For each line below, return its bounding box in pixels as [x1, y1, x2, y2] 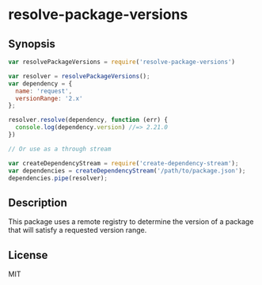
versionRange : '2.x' [15, 94, 83, 102]
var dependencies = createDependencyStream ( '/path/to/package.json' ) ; [8, 166, 246, 175]
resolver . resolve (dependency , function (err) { [8, 116, 169, 124]
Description [8, 196, 67, 209]
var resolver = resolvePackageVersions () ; [8, 72, 150, 80]
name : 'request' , [15, 87, 73, 95]
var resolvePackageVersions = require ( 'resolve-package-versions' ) [8, 58, 236, 66]
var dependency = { [8, 79, 73, 88]
